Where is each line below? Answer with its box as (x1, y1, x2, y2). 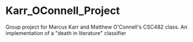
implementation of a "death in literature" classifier (5, 29, 126, 36)
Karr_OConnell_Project (5, 4, 120, 17)
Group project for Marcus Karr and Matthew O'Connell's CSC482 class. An (5, 23, 188, 30)
